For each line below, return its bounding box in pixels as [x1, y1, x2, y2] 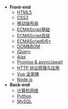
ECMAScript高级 [17, 33, 50, 38]
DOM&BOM [17, 44, 40, 49]
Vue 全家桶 [17, 71, 39, 77]
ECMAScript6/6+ [17, 38, 51, 44]
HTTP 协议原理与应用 [17, 65, 60, 71]
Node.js [17, 77, 33, 82]
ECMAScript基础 [17, 27, 50, 32]
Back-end [9, 82, 30, 87]
